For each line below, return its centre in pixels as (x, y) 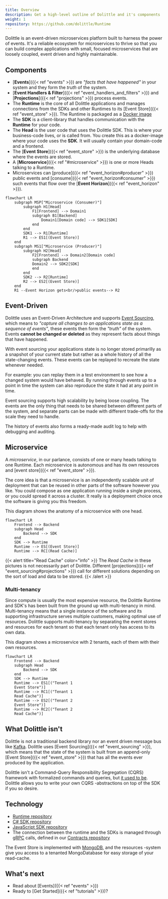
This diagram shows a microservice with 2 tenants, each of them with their (82, 642)
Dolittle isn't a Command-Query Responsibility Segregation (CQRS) (74, 772)
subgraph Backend (50, 260)
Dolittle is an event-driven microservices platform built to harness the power (84, 38)
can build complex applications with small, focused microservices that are (81, 49)
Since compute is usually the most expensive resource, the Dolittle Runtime (83, 600)
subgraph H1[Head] (42, 207)
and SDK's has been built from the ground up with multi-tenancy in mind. (81, 606)
